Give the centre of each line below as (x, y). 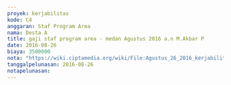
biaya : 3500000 (29, 52)
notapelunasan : (29, 71)
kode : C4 (20, 20)
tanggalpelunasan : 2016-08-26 (51, 64)
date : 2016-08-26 (32, 45)
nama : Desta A (27, 33)
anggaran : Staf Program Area (49, 26)
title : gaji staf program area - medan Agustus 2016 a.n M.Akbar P (106, 39)
